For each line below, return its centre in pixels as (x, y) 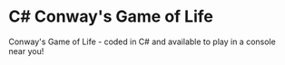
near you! (26, 51)
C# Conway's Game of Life (111, 17)
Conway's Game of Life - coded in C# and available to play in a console (142, 42)
